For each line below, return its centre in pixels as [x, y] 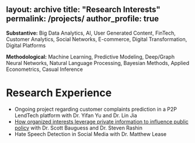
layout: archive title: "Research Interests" [83, 10]
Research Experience [59, 93]
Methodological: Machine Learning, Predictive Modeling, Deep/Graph [90, 57]
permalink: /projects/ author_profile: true [83, 19]
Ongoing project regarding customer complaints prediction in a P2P [95, 109]
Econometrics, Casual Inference [45, 69]
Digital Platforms [26, 45]
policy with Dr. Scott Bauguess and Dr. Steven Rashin [79, 128]
